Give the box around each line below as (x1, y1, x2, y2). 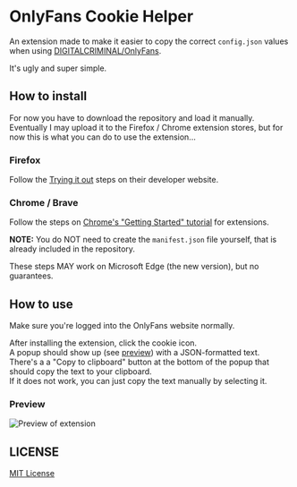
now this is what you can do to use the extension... (9, 132, 197, 142)
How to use (9, 296, 73, 312)
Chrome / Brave (9, 196, 79, 209)
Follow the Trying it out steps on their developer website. (9, 175, 219, 185)
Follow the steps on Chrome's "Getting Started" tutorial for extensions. (9, 217, 270, 227)
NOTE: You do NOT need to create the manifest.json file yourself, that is (9, 235, 277, 245)
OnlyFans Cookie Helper (9, 6, 194, 27)
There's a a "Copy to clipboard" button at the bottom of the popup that (9, 356, 270, 368)
